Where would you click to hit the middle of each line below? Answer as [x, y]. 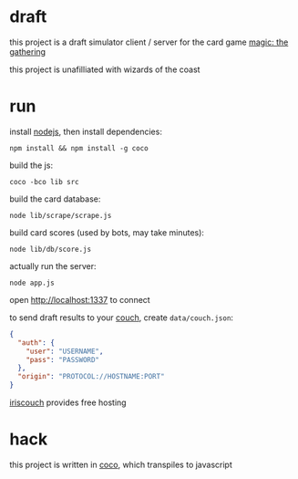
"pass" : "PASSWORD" [63, 359]
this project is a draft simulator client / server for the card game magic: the [149, 42]
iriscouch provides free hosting [68, 402]
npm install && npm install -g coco [79, 148]
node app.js [32, 283]
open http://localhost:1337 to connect [80, 299]
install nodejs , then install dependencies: [86, 131]
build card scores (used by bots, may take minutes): [107, 232]
